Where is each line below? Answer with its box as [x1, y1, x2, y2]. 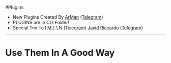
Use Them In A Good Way [5, 47, 115, 58]
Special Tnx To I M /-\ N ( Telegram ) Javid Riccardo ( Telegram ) [12, 25, 144, 31]
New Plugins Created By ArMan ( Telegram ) [12, 14, 103, 20]
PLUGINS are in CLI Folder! [12, 20, 70, 25]
